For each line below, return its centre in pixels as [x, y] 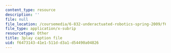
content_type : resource [31, 10]
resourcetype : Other [27, 33]
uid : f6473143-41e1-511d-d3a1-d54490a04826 [52, 43]
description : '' [22, 15]
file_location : [21, 24]
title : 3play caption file [34, 38]
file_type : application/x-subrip [41, 29]
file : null [17, 19]
